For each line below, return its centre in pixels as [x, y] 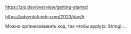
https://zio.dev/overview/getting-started [46, 7]
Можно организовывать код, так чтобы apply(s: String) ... [66, 26]
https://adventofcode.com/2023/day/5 [45, 17]
